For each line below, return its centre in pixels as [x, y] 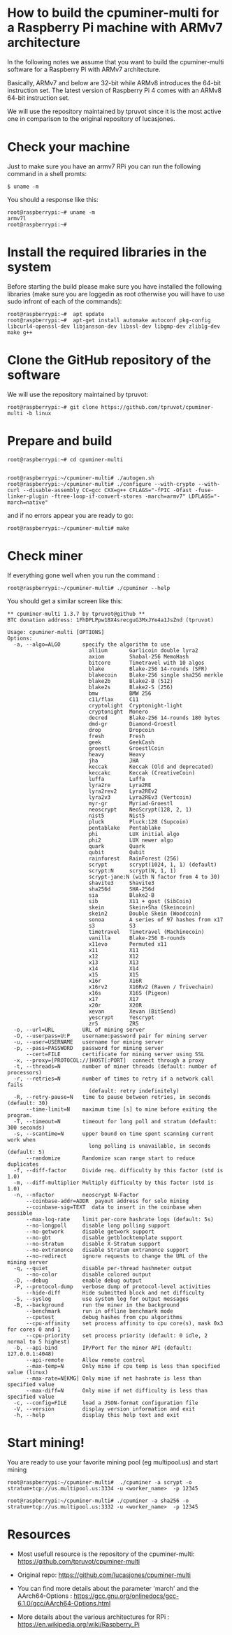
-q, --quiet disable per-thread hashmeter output [103, 1268]
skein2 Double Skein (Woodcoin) [145, 914]
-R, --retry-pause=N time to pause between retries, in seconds [112, 1097]
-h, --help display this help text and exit [96, 1415]
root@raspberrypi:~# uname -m [51, 212]
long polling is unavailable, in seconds [150, 1146]
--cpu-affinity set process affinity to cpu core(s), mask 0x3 [124, 1323]
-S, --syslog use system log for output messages [101, 1299]
